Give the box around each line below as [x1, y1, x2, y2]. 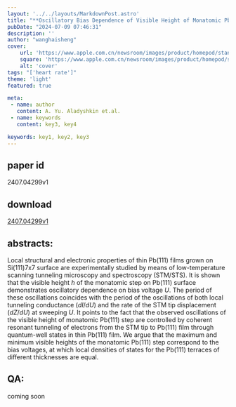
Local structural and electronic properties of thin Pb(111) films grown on [7, 255, 214, 264]
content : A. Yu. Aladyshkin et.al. [16, 108, 121, 115]
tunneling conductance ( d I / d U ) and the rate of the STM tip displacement [7, 300, 216, 309]
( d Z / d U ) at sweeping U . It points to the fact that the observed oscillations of [7, 308, 226, 316]
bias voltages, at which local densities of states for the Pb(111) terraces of [7, 345, 220, 354]
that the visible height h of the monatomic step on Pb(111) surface [7, 278, 197, 286]
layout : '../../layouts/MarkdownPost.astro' [7, 10, 140, 18]
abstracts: [7, 237, 54, 249]
